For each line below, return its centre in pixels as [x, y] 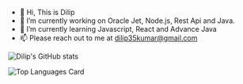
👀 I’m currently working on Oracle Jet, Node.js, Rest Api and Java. [127, 21]
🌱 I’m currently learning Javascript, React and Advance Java [118, 29]
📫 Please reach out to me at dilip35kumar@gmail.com [108, 38]
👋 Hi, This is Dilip [47, 12]
